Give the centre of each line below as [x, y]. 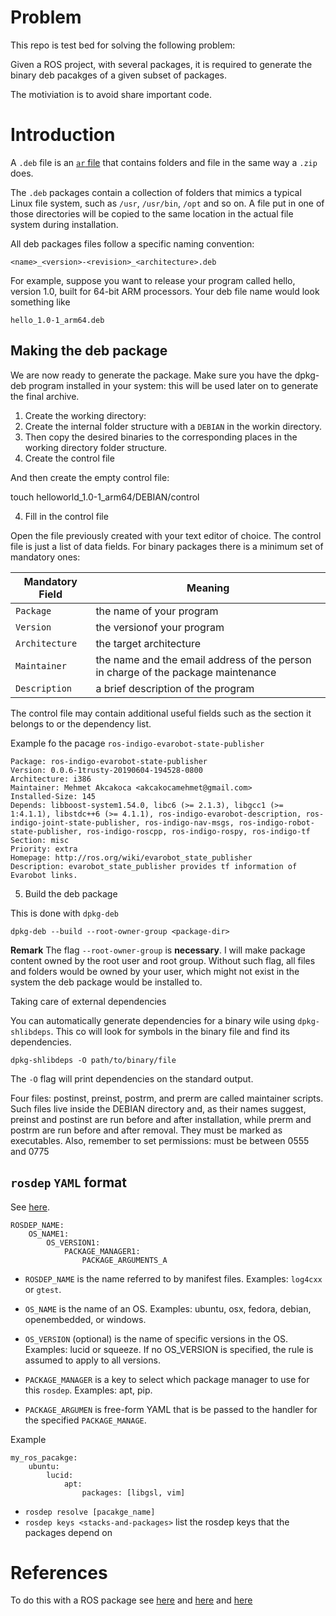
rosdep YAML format [68, 1182]
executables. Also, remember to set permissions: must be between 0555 [160, 1140]
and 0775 [30, 1151]
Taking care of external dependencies [88, 1001]
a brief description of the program [175, 688]
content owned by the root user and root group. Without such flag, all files [163, 960]
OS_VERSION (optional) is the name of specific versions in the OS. [156, 1338]
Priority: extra [44, 849]
